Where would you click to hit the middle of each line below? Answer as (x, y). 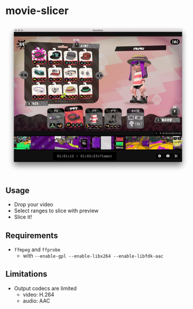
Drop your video (33, 205)
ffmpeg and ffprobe (37, 250)
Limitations (26, 274)
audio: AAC (36, 301)
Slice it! (23, 217)
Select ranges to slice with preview (56, 211)
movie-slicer (37, 11)
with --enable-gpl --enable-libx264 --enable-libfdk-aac (93, 256)
